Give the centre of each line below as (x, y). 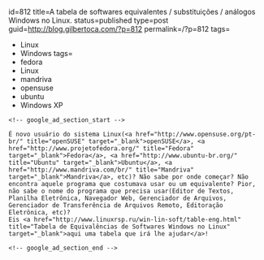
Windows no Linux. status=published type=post (89, 20)
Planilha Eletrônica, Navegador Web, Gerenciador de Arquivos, (118, 198)
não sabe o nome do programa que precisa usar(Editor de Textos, (121, 191)
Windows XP (41, 105)
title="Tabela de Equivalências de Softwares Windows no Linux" (119, 227)
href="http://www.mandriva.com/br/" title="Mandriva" (102, 170)
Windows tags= (46, 53)
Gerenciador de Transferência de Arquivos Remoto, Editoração (116, 206)
